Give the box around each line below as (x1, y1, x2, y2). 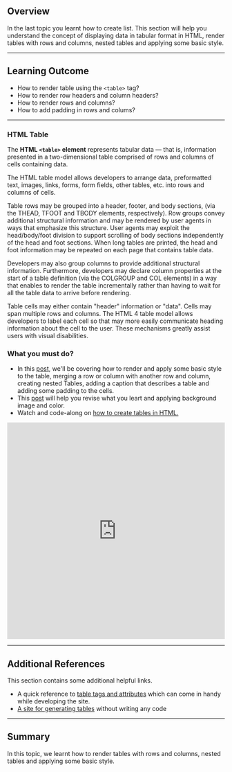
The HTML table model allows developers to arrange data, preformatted (7, 173, 212, 182)
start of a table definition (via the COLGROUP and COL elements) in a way (7, 274, 217, 282)
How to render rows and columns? (17, 98, 115, 107)
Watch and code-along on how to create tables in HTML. (17, 409, 179, 417)
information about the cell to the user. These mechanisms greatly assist (7, 324, 211, 332)
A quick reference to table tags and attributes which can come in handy (17, 690, 221, 699)
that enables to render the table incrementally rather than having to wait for (7, 281, 221, 290)
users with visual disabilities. (7, 331, 88, 340)
